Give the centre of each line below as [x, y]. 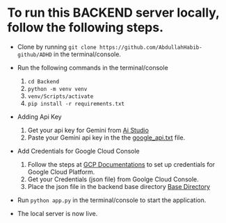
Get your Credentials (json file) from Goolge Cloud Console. [113, 179]
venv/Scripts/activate [60, 96]
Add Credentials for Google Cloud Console [79, 151]
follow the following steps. [86, 27]
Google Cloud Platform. [61, 172]
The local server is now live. [57, 213]
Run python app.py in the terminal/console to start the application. [112, 200]
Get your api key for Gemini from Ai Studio [88, 130]
